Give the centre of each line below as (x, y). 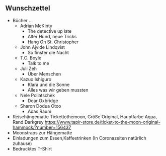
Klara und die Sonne (49, 85)
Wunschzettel (28, 8)
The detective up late (50, 31)
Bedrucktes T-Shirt (32, 148)
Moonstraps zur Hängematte (42, 132)
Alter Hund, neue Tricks (52, 36)
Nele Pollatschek (37, 95)
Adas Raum (39, 111)
